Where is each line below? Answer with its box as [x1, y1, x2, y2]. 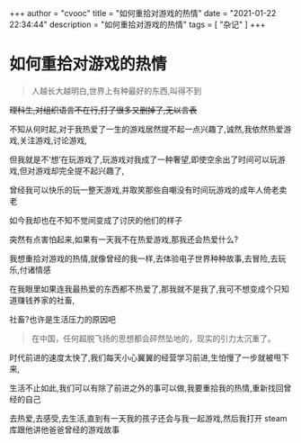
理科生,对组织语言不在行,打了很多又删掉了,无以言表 [9, 104, 198, 115]
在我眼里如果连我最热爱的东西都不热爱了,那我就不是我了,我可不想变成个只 [9, 283, 282, 294]
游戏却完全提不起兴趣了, [35, 165, 125, 176]
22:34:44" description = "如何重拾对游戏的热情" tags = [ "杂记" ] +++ [9, 19, 267, 30]
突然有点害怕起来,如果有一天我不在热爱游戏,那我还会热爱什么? [9, 233, 239, 245]
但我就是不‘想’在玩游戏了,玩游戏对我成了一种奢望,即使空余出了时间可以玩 [9, 154, 279, 165]
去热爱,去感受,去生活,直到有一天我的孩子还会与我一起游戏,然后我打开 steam [9, 412, 288, 423]
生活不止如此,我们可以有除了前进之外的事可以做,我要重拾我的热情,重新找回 [9, 382, 285, 393]
